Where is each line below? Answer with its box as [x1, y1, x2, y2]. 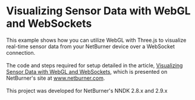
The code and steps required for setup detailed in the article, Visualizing [6, 61, 183, 69]
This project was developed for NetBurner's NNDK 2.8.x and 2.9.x [6, 87, 168, 94]
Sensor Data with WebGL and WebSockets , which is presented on [6, 68, 168, 75]
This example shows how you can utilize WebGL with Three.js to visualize [6, 36, 187, 43]
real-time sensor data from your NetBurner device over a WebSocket [6, 43, 175, 50]
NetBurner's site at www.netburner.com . [6, 74, 105, 82]
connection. [6, 49, 36, 56]
